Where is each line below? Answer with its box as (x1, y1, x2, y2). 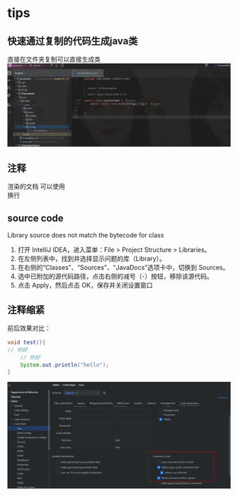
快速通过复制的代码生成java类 (7, 35, 138, 47)
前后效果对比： (7, 324, 51, 332)
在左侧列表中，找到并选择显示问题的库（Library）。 (17, 254, 166, 263)
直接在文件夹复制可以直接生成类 (7, 55, 101, 63)
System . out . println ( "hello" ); (20, 361, 110, 368)
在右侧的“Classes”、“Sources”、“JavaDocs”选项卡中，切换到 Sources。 (17, 264, 229, 272)
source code (7, 212, 64, 224)
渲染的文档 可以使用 (7, 182, 65, 191)
